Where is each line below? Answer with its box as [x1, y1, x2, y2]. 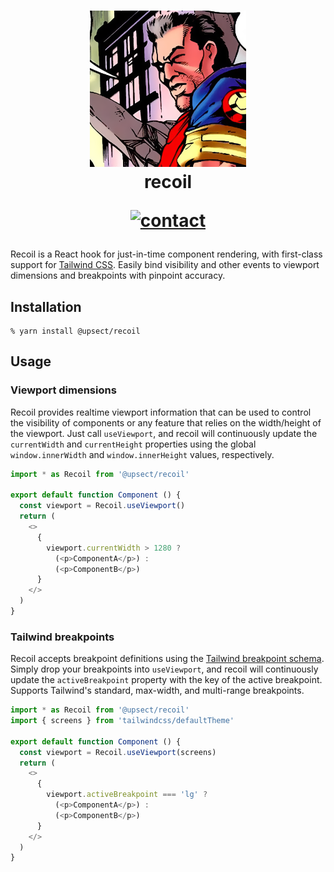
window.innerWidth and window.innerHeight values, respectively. [10, 448, 275, 460]
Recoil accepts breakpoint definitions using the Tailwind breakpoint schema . [10, 653, 325, 665]
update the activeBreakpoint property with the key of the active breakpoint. [10, 674, 323, 686]
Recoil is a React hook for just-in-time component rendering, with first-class [10, 248, 323, 260]
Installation [10, 298, 82, 315]
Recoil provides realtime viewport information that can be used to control [10, 406, 312, 418]
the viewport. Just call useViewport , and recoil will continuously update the [10, 427, 318, 439]
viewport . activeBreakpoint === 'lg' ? [46, 790, 208, 800]
